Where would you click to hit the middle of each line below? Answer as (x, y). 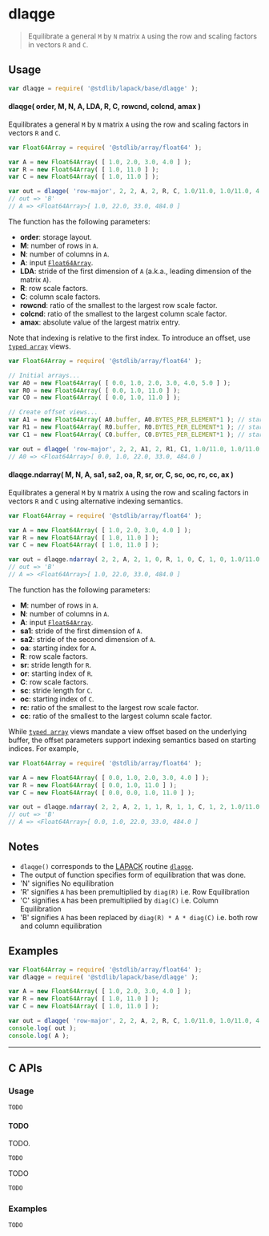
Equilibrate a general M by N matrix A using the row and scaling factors (143, 36)
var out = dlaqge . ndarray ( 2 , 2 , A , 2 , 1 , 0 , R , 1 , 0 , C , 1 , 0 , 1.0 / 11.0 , (136, 559)
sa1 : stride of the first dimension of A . (81, 631)
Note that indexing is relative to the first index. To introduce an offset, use (129, 337)
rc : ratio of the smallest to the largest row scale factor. (109, 707)
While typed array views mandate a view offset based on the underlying (127, 731)
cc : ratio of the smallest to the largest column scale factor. (116, 716)
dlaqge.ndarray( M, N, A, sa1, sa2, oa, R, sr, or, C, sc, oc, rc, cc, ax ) (121, 475)
